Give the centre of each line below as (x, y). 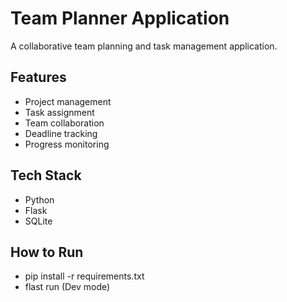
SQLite (38, 221)
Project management (68, 101)
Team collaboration (64, 123)
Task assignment (59, 112)
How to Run (47, 252)
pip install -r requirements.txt (84, 276)
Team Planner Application (120, 18)
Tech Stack (46, 175)
